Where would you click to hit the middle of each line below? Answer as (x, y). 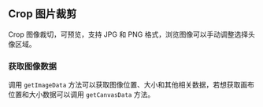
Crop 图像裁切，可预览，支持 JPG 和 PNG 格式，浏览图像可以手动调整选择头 (132, 34)
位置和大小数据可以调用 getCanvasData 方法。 (81, 95)
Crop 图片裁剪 (43, 14)
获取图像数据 (33, 66)
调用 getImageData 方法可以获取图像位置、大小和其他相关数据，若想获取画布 (131, 85)
